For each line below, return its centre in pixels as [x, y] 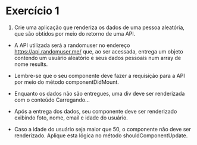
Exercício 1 [33, 11]
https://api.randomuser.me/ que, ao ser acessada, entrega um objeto [98, 51]
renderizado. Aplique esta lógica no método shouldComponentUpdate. [101, 135]
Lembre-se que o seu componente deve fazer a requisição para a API [99, 75]
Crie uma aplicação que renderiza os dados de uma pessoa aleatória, [99, 27]
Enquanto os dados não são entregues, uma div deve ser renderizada [99, 93]
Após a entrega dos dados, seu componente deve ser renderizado [96, 111]
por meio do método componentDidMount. [67, 82]
